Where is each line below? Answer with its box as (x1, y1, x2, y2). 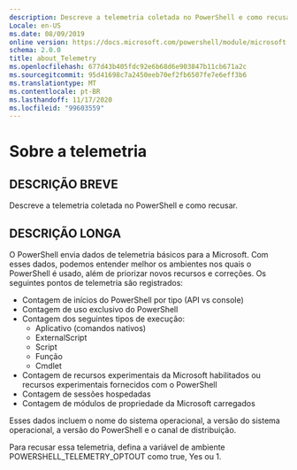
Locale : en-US (9, 21, 62, 30)
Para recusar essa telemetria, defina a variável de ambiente (9, 442, 225, 452)
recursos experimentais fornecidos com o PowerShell (21, 380, 218, 390)
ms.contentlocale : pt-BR (9, 87, 101, 96)
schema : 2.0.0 (9, 46, 62, 55)
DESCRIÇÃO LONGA (9, 226, 122, 241)
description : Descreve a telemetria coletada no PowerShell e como (9, 12, 263, 22)
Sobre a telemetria (9, 142, 148, 162)
